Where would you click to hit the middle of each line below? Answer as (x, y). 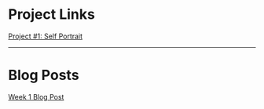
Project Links (52, 15)
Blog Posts (44, 75)
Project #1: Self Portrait (46, 36)
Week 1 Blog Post (36, 96)
